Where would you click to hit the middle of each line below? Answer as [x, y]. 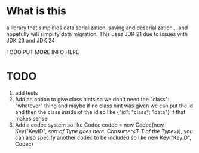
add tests [26, 93]
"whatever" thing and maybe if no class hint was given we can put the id [104, 106]
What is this [36, 11]
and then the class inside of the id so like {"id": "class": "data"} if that [100, 112]
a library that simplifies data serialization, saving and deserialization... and [97, 28]
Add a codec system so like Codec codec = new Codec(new [89, 125]
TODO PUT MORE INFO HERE [43, 52]
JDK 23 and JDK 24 [31, 40]
